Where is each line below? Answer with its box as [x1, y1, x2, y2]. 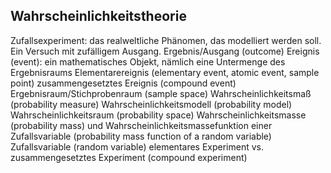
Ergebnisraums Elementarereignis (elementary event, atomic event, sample [10, 66, 320, 78]
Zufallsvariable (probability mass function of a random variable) [10, 130, 272, 142]
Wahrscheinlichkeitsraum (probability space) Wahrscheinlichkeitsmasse [10, 109, 307, 121]
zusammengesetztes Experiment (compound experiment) [10, 151, 248, 163]
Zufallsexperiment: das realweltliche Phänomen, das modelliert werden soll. [10, 34, 322, 46]
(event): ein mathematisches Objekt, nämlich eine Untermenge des [10, 55, 286, 68]
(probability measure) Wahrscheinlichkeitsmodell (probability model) [10, 98, 293, 110]
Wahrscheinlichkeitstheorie [10, 8, 187, 25]
